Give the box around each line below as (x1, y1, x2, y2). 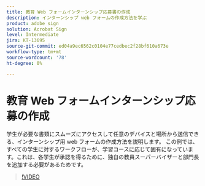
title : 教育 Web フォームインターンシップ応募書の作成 (6, 9, 131, 15)
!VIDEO (21, 173, 40, 180)
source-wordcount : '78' (6, 54, 68, 61)
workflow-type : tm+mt (6, 49, 62, 55)
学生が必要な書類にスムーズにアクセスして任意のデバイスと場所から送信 (6, 130, 188, 138)
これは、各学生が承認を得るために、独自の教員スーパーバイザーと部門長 (16, 154, 199, 161)
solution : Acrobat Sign (6, 26, 68, 32)
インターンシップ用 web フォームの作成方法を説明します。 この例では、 (17, 138, 198, 146)
